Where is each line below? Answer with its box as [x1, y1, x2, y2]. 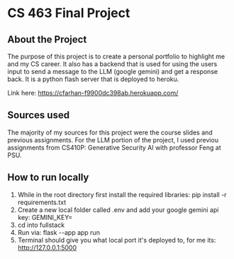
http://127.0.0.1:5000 [17, 243, 77, 252]
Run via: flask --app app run [17, 228, 101, 236]
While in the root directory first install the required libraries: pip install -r [17, 190, 227, 199]
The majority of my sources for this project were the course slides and [7, 128, 213, 137]
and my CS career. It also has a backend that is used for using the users [7, 60, 218, 68]
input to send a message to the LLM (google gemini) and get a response [7, 68, 218, 75]
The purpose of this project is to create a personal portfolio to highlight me [7, 52, 225, 60]
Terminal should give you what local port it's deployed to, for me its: [17, 236, 216, 244]
